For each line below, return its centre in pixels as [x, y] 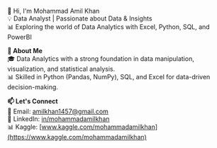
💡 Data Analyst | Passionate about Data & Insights [80, 18]
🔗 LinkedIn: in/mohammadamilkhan [59, 119]
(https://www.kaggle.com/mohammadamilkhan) [77, 137]
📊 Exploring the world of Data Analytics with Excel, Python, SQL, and [109, 27]
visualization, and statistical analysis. [61, 69]
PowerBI [20, 37]
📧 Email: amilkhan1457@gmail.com [58, 111]
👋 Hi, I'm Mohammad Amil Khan [54, 11]
